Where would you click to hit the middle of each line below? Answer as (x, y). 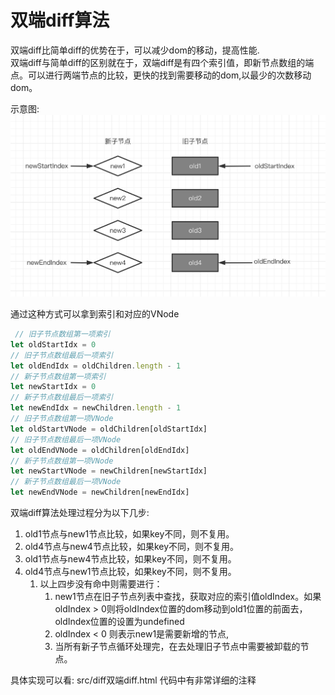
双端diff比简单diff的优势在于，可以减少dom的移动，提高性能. (135, 50)
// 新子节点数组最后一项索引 (62, 397)
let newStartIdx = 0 (53, 387)
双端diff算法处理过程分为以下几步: (80, 513)
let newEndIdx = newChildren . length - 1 (96, 408)
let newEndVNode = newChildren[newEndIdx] (100, 492)
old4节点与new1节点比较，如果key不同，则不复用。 (130, 572)
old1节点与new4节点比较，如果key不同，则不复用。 (130, 559)
